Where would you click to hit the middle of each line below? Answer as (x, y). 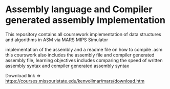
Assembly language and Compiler (79, 9)
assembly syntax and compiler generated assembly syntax (67, 66)
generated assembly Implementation (85, 20)
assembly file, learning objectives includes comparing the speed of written (84, 60)
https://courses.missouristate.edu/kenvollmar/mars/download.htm (75, 81)
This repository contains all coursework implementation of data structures (83, 34)
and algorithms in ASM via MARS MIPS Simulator (57, 40)
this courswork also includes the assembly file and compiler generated (80, 55)
